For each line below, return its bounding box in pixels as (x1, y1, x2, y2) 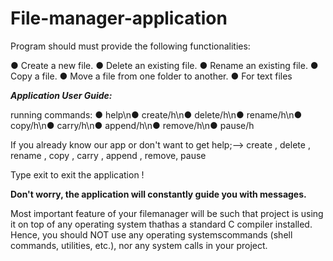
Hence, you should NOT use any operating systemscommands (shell (10, 228, 293, 241)
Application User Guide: (10, 89, 113, 101)
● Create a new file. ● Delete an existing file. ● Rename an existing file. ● (10, 59, 319, 71)
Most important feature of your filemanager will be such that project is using (10, 207, 324, 219)
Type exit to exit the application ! (10, 168, 145, 181)
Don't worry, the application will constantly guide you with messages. (10, 188, 307, 200)
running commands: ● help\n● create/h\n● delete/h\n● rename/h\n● (10, 108, 303, 121)
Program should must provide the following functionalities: (10, 40, 251, 52)
